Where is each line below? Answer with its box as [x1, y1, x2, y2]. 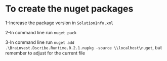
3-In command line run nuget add [5, 39, 74, 45]
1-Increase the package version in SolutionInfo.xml [5, 20, 114, 26]
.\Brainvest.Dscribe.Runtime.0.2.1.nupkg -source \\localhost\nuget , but [5, 44, 162, 50]
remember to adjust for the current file [5, 50, 85, 56]
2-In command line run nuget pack [5, 29, 77, 35]
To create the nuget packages [5, 3, 134, 15]
